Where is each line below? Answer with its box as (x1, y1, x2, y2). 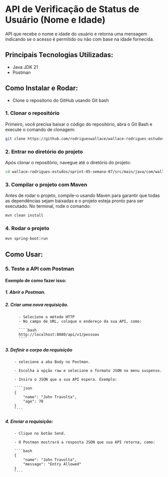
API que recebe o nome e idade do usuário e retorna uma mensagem (5, 31, 147, 37)
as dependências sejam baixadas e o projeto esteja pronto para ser (5, 198, 144, 204)
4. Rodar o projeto (5, 225, 49, 231)
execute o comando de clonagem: (5, 127, 75, 133)
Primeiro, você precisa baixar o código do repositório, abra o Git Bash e (5, 121, 152, 127)
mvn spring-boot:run (5, 236, 48, 242)
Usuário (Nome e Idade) (5, 14, 106, 26)
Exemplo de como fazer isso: (5, 278, 66, 284)
